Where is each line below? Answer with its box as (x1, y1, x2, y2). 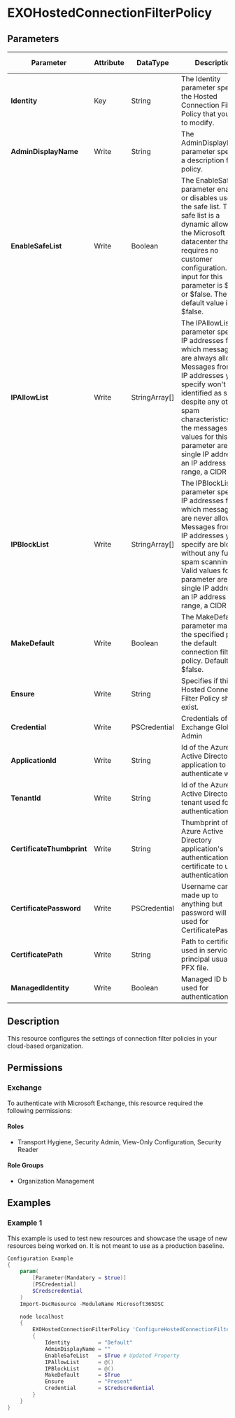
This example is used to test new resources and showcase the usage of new (7, 1234, 227, 1242)
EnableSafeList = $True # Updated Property (44, 1352, 180, 1359)
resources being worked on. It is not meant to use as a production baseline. (7, 1241, 225, 1250)
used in (180, 946, 206, 955)
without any (180, 548, 220, 558)
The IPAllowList (180, 318, 232, 328)
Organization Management (17, 1177, 94, 1185)
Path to (180, 936, 205, 946)
